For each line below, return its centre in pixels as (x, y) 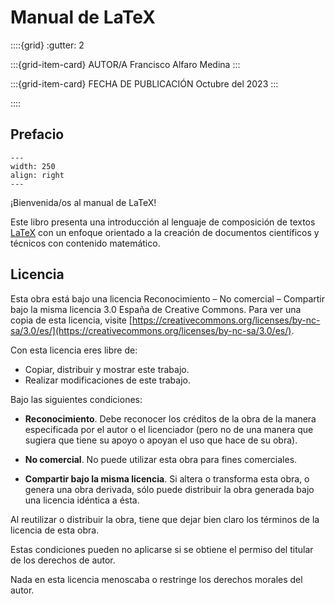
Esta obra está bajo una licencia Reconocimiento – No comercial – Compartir (167, 298)
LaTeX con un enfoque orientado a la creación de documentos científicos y (165, 232)
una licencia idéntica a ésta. (82, 500)
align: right (37, 175)
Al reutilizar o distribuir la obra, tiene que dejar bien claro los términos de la (165, 519)
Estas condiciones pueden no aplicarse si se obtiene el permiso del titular (162, 549)
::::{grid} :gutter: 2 (47, 45)
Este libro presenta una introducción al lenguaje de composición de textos (163, 222)
